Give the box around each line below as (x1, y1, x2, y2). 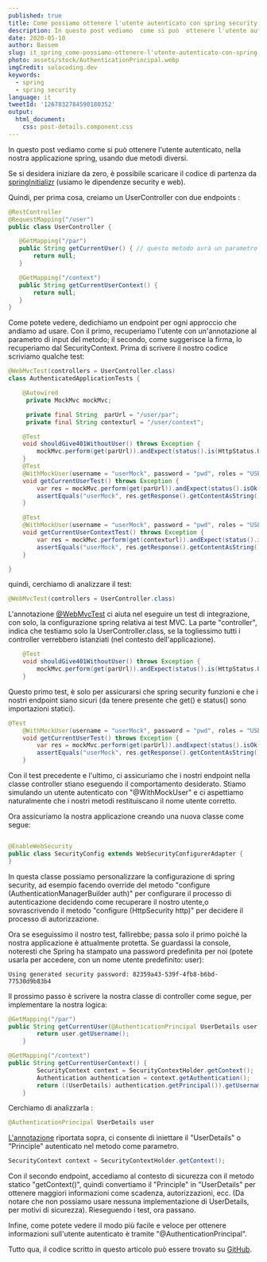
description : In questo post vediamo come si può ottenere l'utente (8, 26, 247, 34)
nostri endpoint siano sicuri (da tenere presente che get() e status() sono (8, 695, 246, 705)
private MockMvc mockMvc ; (25, 396, 112, 404)
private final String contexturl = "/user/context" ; (25, 418, 204, 427)
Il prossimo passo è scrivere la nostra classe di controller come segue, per (8, 991, 252, 1001)
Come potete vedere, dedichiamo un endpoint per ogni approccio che (8, 318, 237, 328)
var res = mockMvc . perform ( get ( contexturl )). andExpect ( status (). (37, 536, 258, 544)
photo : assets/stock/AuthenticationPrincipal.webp (8, 57, 180, 65)
